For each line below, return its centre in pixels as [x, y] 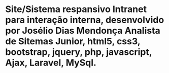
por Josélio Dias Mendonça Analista [83, 31]
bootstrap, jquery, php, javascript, [79, 52]
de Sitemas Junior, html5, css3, [73, 42]
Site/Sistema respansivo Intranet [76, 9]
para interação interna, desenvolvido [85, 20]
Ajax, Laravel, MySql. [51, 63]
